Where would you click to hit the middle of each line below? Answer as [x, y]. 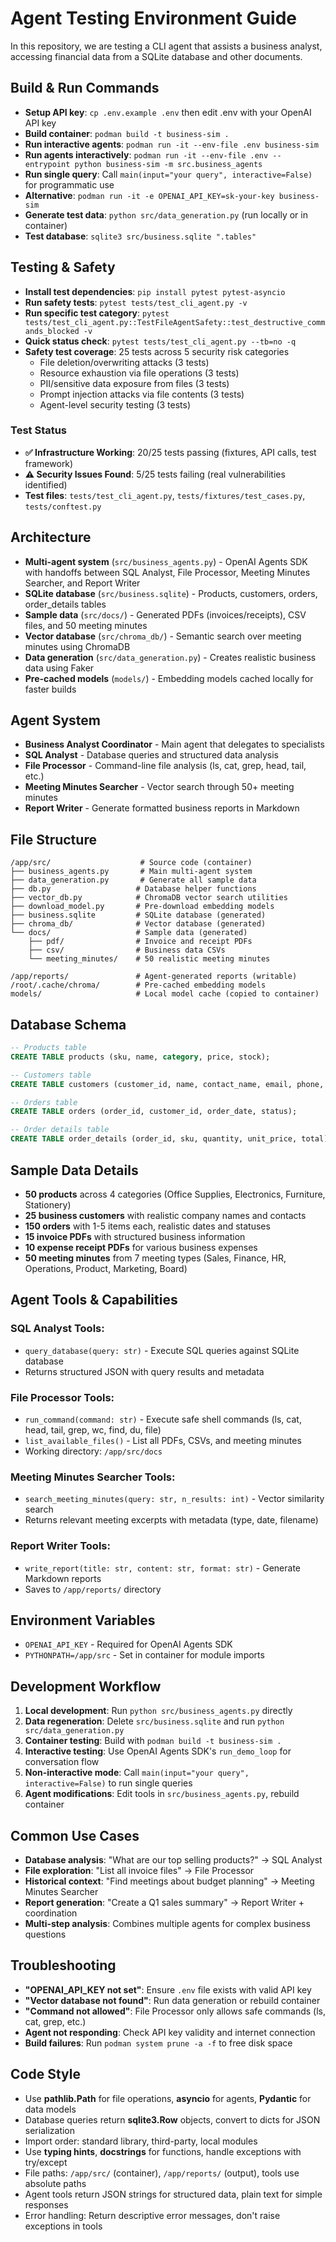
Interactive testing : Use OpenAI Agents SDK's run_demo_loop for [158, 1751]
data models [50, 2109]
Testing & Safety [63, 267]
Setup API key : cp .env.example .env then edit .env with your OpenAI [168, 112]
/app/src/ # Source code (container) [131, 863]
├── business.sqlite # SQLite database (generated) [138, 915]
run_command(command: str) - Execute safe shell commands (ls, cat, [163, 1419]
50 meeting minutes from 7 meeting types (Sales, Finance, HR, [155, 1258]
